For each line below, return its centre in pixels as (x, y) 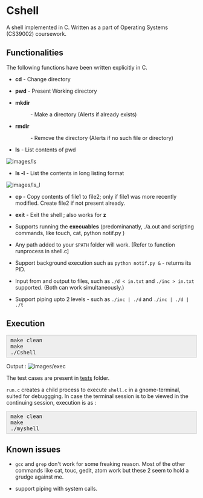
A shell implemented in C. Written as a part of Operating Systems (87, 27)
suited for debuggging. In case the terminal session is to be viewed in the (97, 396)
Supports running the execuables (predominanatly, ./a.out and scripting (105, 226)
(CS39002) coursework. (36, 33)
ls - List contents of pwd (45, 150)
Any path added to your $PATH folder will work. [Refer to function (95, 244)
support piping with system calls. (56, 489)
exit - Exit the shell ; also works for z (61, 214)
